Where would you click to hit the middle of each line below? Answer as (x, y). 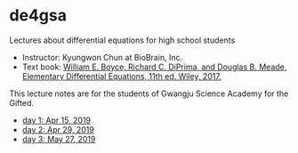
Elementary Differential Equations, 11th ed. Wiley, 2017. (122, 76)
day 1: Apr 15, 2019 (56, 120)
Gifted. (21, 102)
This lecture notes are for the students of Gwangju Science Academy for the (149, 93)
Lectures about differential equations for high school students (122, 40)
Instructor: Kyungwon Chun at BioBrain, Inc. (102, 57)
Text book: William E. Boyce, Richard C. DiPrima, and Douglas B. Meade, (154, 67)
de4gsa (38, 16)
